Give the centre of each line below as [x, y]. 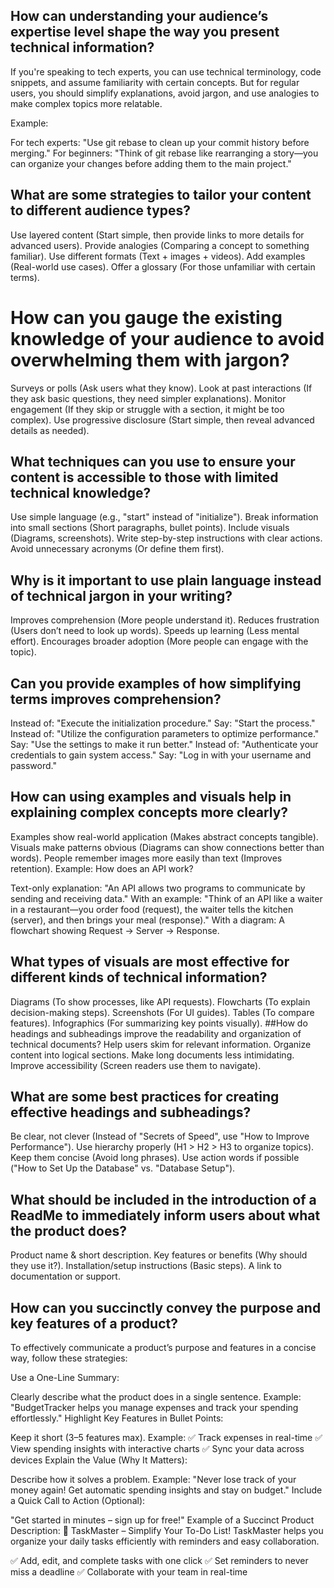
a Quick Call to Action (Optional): [78, 1501]
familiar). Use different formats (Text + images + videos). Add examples [158, 256]
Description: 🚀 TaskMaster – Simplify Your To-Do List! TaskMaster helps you [167, 1531]
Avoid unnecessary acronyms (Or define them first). [117, 549]
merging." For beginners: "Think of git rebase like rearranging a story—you [164, 153]
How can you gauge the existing [146, 317]
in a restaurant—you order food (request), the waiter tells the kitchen [152, 909]
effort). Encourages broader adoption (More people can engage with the [159, 641]
